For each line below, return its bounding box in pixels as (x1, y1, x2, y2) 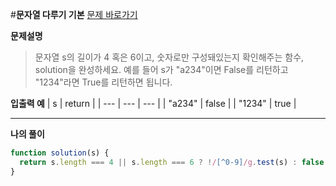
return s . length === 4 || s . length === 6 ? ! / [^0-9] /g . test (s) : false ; (19, 157, 329, 167)
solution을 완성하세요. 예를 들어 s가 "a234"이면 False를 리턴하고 (34, 64, 289, 75)
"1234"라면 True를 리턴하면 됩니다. (34, 76, 173, 88)
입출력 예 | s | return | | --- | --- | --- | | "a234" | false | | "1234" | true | (10, 98, 297, 109)
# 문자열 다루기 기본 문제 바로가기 (10, 9, 138, 20)
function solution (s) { (10, 148, 110, 158)
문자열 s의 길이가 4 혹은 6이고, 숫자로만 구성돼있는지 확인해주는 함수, (34, 51, 305, 63)
